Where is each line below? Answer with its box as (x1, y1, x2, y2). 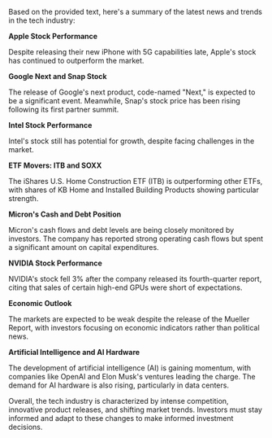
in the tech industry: (8, 15, 76, 25)
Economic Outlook (8, 299, 72, 308)
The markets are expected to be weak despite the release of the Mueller (8, 314, 250, 324)
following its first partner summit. (8, 105, 119, 114)
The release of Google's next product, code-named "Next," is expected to (8, 87, 256, 97)
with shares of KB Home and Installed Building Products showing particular (8, 185, 260, 195)
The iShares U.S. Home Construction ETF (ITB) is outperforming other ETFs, (8, 177, 263, 186)
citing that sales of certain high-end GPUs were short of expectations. (8, 283, 243, 292)
